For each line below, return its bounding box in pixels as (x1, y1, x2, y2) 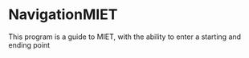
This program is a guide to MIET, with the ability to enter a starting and (8, 32, 242, 41)
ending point (8, 40, 51, 49)
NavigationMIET (8, 6, 118, 24)
